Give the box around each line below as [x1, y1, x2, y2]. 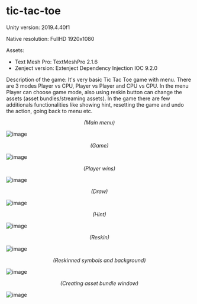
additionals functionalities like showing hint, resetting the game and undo [6, 101, 185, 108]
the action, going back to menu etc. [6, 107, 93, 114]
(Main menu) [83, 119, 115, 126]
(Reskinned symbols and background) [53, 257, 146, 264]
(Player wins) [83, 165, 116, 172]
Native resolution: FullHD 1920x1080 [6, 35, 95, 42]
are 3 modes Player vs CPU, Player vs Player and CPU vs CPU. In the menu [6, 82, 189, 89]
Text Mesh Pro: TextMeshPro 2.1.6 [14, 58, 98, 65]
